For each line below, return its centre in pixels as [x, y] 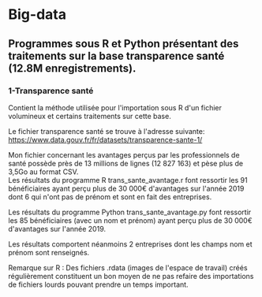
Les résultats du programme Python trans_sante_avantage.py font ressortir [130, 212]
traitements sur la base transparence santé [116, 56]
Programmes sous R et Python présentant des [124, 44]
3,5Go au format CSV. [43, 172]
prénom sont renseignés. [49, 252]
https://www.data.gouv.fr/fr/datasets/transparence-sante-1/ [105, 139]
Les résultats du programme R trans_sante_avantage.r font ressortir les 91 [128, 180]
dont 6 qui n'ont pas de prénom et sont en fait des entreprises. [110, 197]
